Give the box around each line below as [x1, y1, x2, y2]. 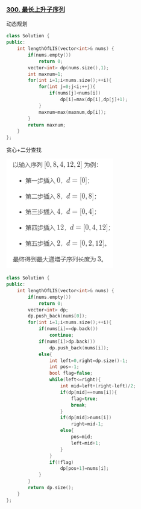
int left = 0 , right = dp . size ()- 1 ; [49, 357, 128, 364]
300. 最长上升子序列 [6, 5, 65, 13]
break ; [70, 402, 87, 408]
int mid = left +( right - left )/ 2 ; [60, 383, 136, 389]
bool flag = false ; [49, 370, 93, 376]
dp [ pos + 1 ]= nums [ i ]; [60, 466, 110, 472]
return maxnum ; [28, 122, 66, 128]
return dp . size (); [28, 485, 74, 491]
